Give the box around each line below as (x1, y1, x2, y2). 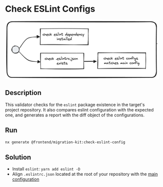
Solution (5, 153, 31, 161)
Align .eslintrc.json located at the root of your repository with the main (12, 171, 158, 177)
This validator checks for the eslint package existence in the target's (5, 101, 145, 108)
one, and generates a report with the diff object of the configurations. (5, 112, 145, 118)
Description (5, 89, 41, 97)
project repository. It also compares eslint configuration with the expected (5, 107, 154, 112)
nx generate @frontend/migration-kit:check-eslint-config (5, 140, 125, 145)
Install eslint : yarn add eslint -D (12, 166, 81, 172)
